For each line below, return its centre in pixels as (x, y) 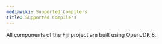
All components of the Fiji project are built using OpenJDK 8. (81, 34)
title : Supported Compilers (42, 17)
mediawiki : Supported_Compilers (47, 12)
